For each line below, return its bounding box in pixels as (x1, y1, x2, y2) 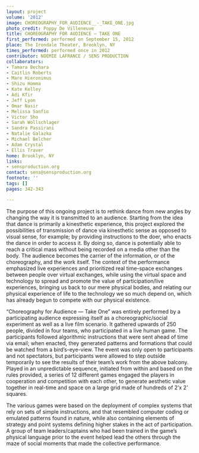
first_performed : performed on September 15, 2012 (6, 36, 134, 42)
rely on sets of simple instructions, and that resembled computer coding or (6, 408, 189, 415)
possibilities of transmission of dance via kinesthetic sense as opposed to (6, 226, 187, 234)
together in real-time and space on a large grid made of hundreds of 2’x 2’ (6, 384, 188, 391)
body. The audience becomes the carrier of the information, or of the (6, 252, 175, 259)
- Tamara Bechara (6, 64, 49, 70)
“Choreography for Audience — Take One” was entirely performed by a (6, 308, 181, 315)
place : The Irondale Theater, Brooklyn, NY (6, 42, 116, 48)
